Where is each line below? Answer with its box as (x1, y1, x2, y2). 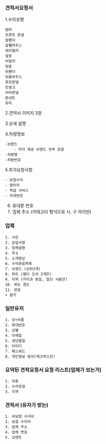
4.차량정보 (5, 131, 26, 137)
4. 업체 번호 (5, 430, 28, 435)
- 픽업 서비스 (5, 188, 29, 193)
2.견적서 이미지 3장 (5, 110, 42, 116)
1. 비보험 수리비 (5, 414, 34, 419)
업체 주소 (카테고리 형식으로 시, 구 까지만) (12, 209, 92, 215)
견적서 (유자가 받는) (5, 402, 49, 408)
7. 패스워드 (5, 349, 26, 354)
